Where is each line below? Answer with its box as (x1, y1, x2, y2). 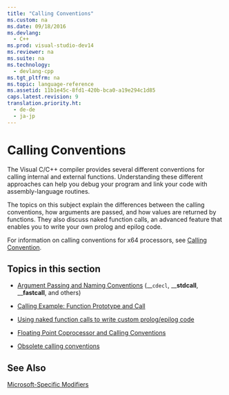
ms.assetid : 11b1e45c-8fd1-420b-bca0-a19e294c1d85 (7, 87, 156, 94)
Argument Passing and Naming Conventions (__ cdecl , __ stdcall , (17, 281, 199, 290)
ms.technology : (7, 61, 51, 68)
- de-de (13, 106, 36, 113)
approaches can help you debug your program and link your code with (7, 180, 208, 188)
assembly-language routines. (7, 187, 90, 195)
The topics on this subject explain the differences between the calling (7, 201, 205, 209)
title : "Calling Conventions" (7, 10, 94, 17)
